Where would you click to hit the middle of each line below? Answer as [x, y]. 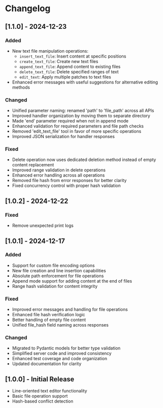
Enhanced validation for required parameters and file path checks [78, 126]
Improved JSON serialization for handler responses [63, 137]
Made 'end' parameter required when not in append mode [70, 121]
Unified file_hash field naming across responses [60, 325]
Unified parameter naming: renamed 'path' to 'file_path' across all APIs [83, 111]
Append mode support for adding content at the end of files [72, 281]
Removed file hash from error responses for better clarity [69, 181]
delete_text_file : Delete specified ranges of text [69, 72]
